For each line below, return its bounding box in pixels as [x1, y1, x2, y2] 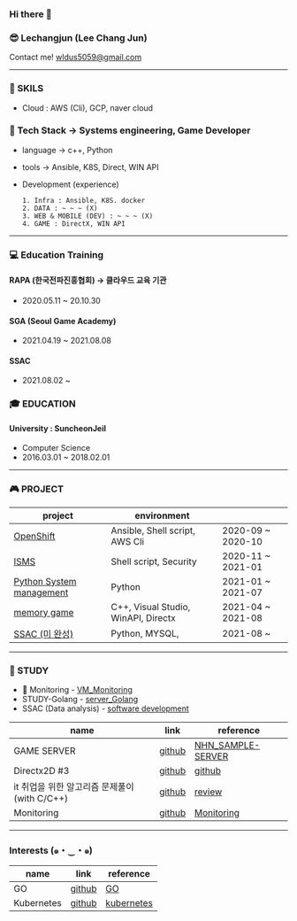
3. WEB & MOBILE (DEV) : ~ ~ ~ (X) [21, 212, 154, 221]
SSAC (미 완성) [13, 628, 73, 640]
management [13, 586, 69, 599]
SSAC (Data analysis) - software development [21, 703, 190, 714]
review [194, 786, 223, 798]
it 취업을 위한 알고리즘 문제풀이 [13, 781, 134, 793]
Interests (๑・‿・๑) [9, 844, 93, 856]
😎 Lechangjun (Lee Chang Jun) [9, 31, 148, 43]
